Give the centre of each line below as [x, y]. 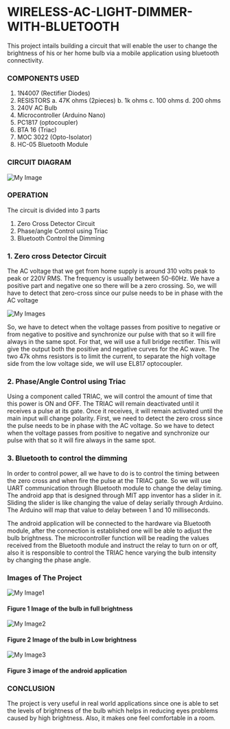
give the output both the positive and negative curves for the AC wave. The [113, 349]
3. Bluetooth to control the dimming [67, 458]
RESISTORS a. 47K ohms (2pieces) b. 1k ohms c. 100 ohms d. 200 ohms [119, 101]
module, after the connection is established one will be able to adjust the [110, 531]
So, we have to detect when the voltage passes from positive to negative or [114, 327]
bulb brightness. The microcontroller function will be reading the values [108, 537]
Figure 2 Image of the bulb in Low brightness [72, 639]
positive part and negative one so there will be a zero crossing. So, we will [112, 286]
